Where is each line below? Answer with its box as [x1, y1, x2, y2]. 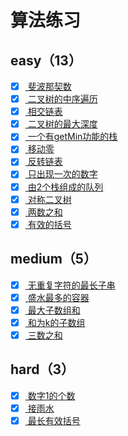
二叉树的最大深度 [27, 118, 98, 130]
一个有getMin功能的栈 [27, 131, 118, 143]
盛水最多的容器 [27, 291, 90, 303]
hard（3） [10, 361, 75, 378]
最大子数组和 [27, 304, 81, 316]
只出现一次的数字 [27, 168, 98, 180]
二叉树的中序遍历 [27, 93, 98, 105]
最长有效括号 [27, 414, 81, 426]
